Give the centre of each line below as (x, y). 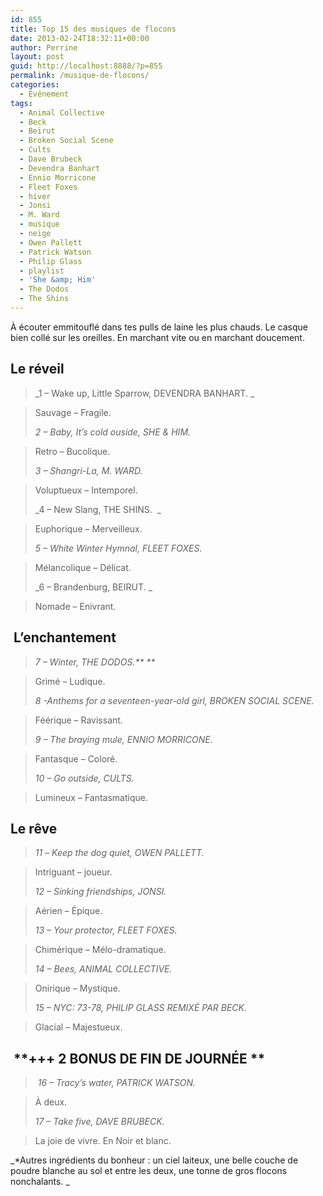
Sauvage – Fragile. (73, 412)
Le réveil (37, 369)
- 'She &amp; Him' (58, 280)
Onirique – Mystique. (77, 988)
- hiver (35, 196)
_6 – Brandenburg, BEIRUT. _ (93, 587)
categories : (35, 85)
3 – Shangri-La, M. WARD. (88, 470)
